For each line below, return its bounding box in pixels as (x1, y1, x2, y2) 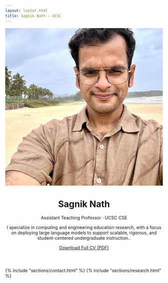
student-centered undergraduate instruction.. (37, 235, 131, 241)
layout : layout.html (5, 8, 48, 13)
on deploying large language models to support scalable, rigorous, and (11, 230, 157, 236)
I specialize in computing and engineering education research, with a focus (6, 224, 161, 230)
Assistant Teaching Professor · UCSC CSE (40, 215, 127, 221)
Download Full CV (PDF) (59, 245, 109, 251)
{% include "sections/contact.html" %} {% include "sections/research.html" (5, 267, 161, 273)
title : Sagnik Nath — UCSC (5, 13, 61, 18)
